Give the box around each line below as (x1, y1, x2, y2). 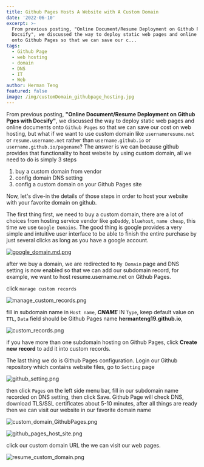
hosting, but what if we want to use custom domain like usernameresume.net (6, 130, 195, 137)
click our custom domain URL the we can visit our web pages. (6, 441, 161, 449)
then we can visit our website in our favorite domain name (6, 406, 152, 413)
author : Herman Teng (6, 83, 59, 89)
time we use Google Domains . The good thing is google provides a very (6, 223, 182, 231)
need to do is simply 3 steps (6, 156, 77, 163)
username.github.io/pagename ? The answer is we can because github (6, 142, 179, 150)
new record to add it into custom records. (6, 345, 111, 352)
